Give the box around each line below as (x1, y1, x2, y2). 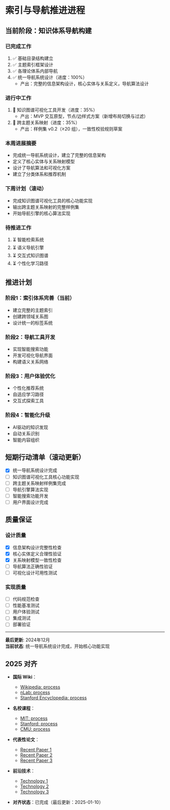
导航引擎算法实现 (12, 487, 49, 493)
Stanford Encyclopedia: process (20, 695, 87, 701)
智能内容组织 (12, 436, 39, 443)
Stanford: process (20, 721, 58, 727)
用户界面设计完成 (12, 499, 49, 505)
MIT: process (20, 715, 48, 721)
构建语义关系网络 (12, 359, 49, 365)
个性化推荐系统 (12, 385, 44, 391)
